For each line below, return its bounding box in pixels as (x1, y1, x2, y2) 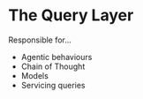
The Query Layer (8, 5, 134, 26)
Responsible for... (8, 34, 72, 45)
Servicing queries (20, 80, 86, 90)
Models (20, 70, 49, 80)
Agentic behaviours (20, 51, 93, 62)
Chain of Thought (20, 61, 86, 72)
